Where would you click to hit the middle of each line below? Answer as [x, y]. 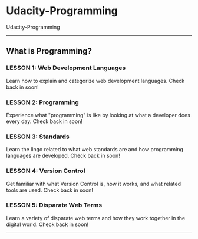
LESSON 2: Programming [43, 102]
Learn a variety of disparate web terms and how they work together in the [96, 218]
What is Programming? [49, 51]
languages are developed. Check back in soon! [63, 156]
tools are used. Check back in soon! [49, 190]
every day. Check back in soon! [44, 121]
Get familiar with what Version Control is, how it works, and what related [94, 184]
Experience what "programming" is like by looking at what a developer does [98, 115]
